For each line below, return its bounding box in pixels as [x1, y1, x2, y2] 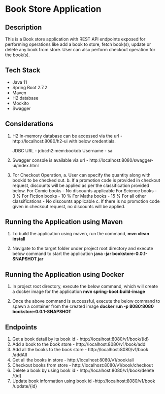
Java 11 [12, 79, 27, 85]
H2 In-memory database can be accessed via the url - [12, 133, 123, 139]
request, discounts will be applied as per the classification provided [12, 182, 149, 188]
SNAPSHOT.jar [12, 256, 44, 262]
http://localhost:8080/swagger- [89, 157, 154, 163]
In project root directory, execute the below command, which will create [12, 284, 158, 289]
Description [5, 23, 42, 32]
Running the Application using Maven [5, 218, 123, 226]
